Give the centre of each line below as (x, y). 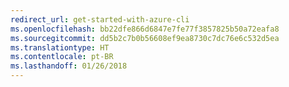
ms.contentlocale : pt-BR (62, 57)
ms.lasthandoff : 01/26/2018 (69, 66)
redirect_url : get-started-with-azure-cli (100, 19)
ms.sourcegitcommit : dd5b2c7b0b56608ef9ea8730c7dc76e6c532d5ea (145, 38)
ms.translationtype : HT (60, 47)
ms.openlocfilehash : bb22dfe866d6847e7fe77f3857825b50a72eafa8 (145, 29)
